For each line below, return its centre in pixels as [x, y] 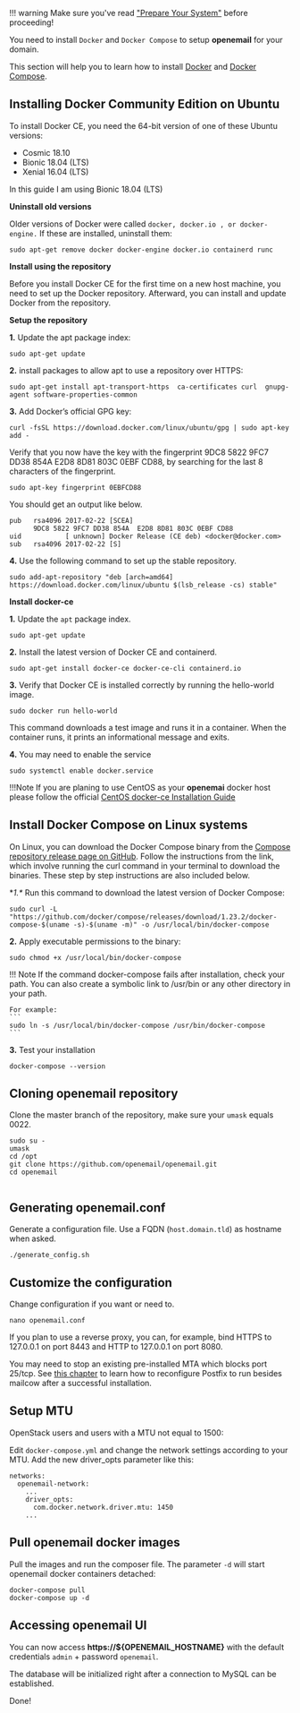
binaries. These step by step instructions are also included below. [129, 875]
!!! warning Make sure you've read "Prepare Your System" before [129, 13]
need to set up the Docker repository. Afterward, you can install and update [148, 293]
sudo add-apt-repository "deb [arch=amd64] [92, 577]
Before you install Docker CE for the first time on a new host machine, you [145, 283]
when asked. [33, 1238]
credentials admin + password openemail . [84, 1657]
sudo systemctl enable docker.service [81, 771]
